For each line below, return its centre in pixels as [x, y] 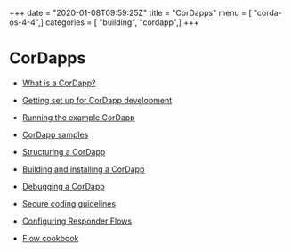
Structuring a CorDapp [64, 151]
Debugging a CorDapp [63, 186]
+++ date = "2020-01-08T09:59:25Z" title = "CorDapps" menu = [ [130, 13]
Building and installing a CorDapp [83, 169]
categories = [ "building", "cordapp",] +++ [122, 22]
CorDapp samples [55, 134]
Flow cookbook [50, 238]
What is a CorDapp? [59, 83]
